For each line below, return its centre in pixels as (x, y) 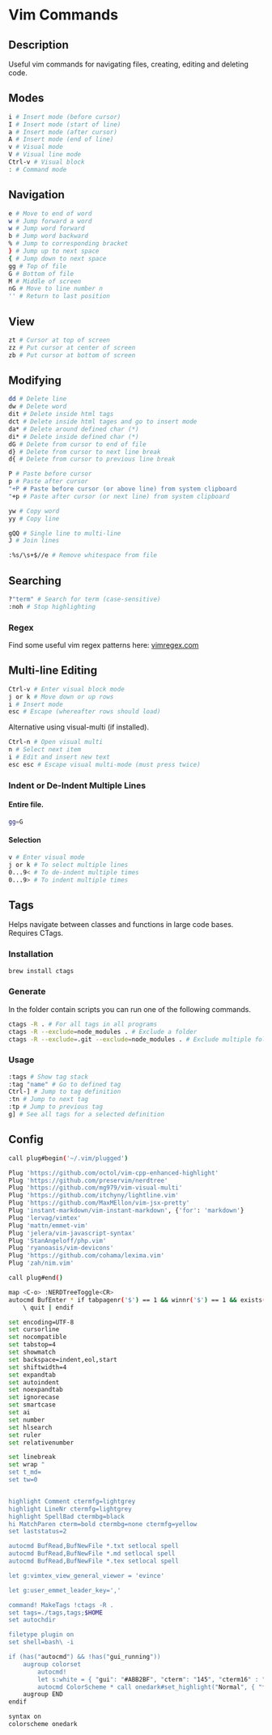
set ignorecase (34, 1397)
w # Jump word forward (47, 228)
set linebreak (32, 1457)
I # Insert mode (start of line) (65, 124)
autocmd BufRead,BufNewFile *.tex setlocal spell (94, 1561)
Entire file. (26, 805)
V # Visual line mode (45, 155)
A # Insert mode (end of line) (61, 139)
